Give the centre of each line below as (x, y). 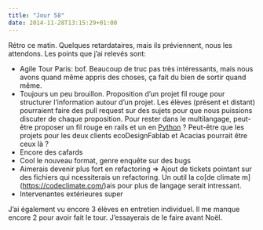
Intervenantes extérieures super (71, 194)
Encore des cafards (51, 152)
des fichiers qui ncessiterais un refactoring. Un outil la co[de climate (130, 177)
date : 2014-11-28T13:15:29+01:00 (63, 23)
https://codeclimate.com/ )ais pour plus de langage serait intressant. (132, 185)
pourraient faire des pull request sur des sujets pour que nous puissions (136, 110)
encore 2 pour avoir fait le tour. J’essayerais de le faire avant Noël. (115, 217)
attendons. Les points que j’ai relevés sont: (77, 53)
